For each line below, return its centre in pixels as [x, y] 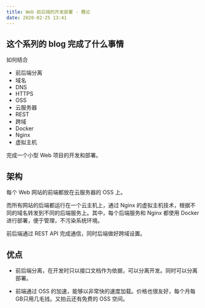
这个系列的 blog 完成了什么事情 [65, 44]
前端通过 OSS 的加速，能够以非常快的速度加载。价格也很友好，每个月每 [105, 291]
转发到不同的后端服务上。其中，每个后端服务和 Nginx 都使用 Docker [113, 213]
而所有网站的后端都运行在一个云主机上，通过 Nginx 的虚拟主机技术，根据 [99, 205]
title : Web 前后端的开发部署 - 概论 [48, 12]
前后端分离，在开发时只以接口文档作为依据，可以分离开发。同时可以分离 [106, 270]
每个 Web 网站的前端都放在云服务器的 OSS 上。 [66, 193]
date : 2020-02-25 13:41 [37, 18]
